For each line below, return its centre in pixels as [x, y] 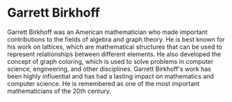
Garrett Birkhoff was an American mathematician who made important [108, 32]
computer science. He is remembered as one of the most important [103, 83]
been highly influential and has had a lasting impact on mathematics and [110, 76]
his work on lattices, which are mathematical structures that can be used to [115, 46]
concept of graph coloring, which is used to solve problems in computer [110, 61]
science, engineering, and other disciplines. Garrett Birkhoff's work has [109, 69]
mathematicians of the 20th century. [59, 91]
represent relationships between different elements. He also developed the [114, 54]
